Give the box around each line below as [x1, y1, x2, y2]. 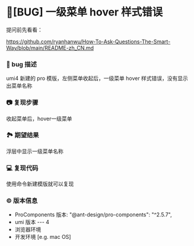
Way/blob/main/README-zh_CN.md [6, 44, 94, 51]
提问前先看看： [6, 26, 43, 33]
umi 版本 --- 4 [14, 219, 49, 226]
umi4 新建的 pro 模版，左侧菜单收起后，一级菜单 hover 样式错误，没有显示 [6, 75, 189, 82]
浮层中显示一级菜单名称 [6, 148, 63, 155]
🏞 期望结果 [6, 131, 39, 139]
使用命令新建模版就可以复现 [6, 180, 74, 187]
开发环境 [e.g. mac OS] [14, 234, 71, 241]
